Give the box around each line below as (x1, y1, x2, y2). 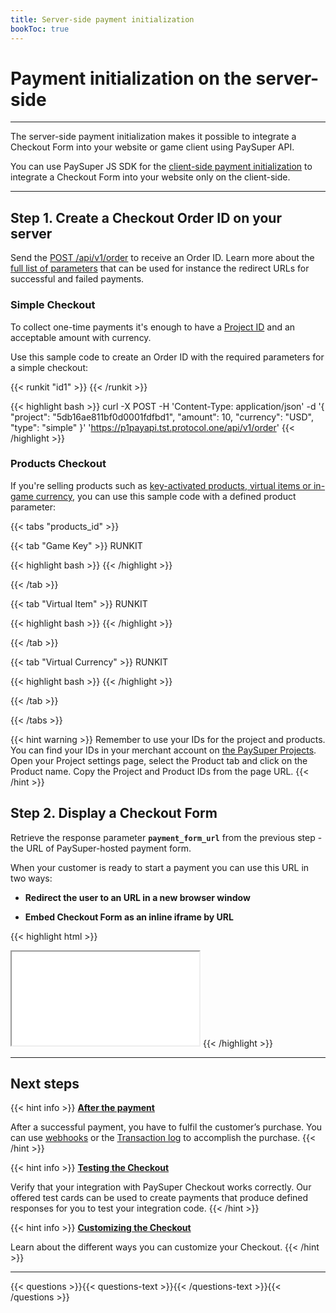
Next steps (10, 1076, 80, 1093)
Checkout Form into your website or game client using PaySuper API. (10, 141, 295, 153)
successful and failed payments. (10, 273, 145, 285)
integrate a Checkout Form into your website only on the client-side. (10, 171, 291, 183)
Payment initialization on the (10, 67, 252, 90)
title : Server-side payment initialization (10, 14, 195, 25)
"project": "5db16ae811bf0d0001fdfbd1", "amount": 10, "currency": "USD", (10, 411, 315, 423)
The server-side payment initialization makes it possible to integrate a (10, 131, 297, 143)
